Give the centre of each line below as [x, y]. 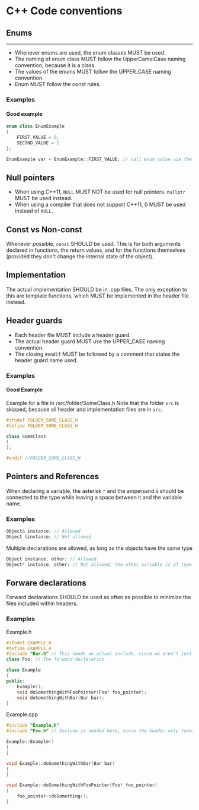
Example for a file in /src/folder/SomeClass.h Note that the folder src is [93, 403]
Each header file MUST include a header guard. [73, 335]
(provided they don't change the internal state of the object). [80, 256]
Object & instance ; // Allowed [44, 531]
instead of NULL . [34, 211]
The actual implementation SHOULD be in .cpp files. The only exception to [97, 289]
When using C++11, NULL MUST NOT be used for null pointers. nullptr [100, 192]
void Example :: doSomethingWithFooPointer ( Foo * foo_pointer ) [82, 785]
